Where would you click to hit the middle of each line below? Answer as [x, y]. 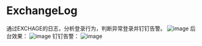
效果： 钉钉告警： [45, 36]
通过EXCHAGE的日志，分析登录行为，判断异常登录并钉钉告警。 [86, 28]
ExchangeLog [42, 11]
